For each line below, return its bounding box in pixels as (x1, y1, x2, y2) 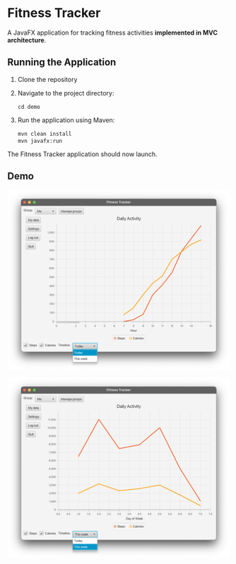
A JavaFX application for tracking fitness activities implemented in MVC (7, 28, 218, 37)
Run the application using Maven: (17, 115, 115, 124)
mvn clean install (17, 130, 72, 137)
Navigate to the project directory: (17, 88, 114, 97)
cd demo (17, 103, 40, 110)
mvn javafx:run (17, 137, 63, 144)
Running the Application (7, 57, 117, 69)
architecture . (7, 35, 47, 44)
